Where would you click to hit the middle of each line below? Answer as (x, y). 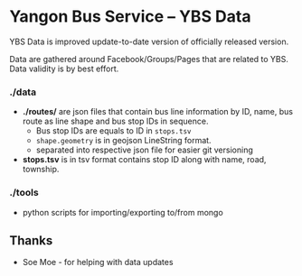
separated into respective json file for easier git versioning (144, 150)
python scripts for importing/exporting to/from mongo (123, 212)
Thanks (31, 240)
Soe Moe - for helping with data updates (98, 262)
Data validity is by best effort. (64, 69)
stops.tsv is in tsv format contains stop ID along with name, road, (144, 160)
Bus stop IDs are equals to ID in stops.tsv (113, 131)
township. (41, 170)
